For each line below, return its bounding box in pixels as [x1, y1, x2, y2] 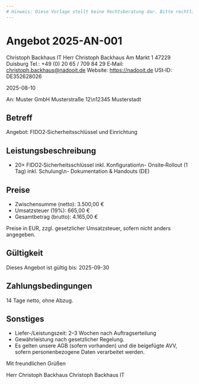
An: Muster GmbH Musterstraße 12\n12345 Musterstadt [6, 95, 142, 103]
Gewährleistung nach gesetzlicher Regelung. [14, 336, 124, 343]
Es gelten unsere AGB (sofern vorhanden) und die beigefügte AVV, [14, 342, 178, 350]
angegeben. [6, 231, 36, 238]
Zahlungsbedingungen [6, 281, 93, 291]
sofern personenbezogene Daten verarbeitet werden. [14, 348, 145, 356]
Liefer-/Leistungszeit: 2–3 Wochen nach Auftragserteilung [14, 329, 157, 337]
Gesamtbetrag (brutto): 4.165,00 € [14, 213, 98, 220]
